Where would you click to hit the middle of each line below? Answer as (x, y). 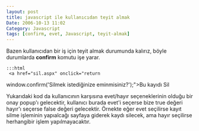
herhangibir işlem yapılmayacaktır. (49, 122)
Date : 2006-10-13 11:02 (36, 23)
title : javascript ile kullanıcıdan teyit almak (68, 17)
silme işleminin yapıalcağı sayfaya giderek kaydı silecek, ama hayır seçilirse (99, 115)
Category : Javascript (33, 28)
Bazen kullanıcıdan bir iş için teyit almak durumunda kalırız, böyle (86, 51)
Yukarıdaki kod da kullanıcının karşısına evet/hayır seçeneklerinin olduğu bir (100, 96)
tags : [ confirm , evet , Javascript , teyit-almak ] (68, 34)
